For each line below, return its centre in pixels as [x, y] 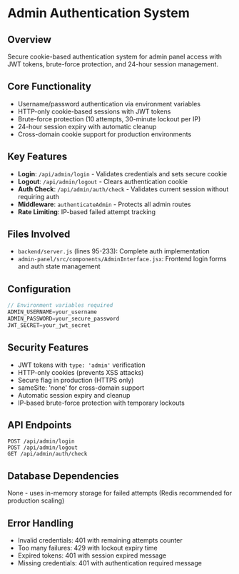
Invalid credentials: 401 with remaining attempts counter [100, 540]
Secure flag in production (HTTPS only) [76, 380]
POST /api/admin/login [41, 442]
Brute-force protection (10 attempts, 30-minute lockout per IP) [109, 119]
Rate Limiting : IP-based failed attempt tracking [86, 211]
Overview [30, 40]
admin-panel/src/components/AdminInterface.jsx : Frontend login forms [122, 259]
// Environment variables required [60, 306]
